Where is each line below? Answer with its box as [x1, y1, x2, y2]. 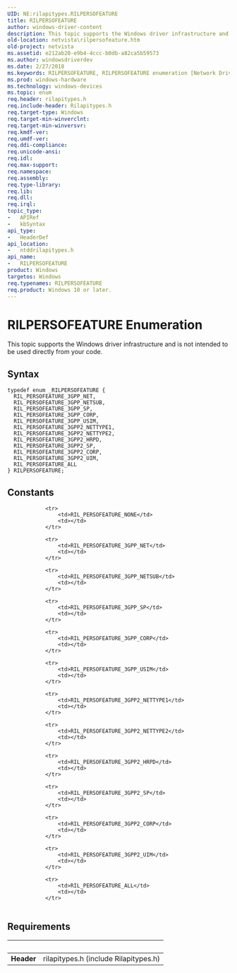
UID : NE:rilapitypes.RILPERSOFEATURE [7, 10, 119, 18]
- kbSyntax [7, 220, 46, 228]
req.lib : [7, 188, 33, 195]
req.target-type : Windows [7, 109, 83, 116]
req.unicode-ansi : [7, 148, 61, 155]
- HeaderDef [7, 234, 49, 241]
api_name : [7, 254, 37, 261]
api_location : [7, 240, 49, 247]
